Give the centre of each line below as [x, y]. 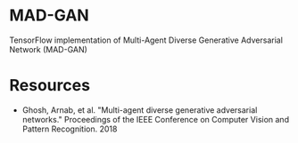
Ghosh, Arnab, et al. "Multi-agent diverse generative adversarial [140, 110]
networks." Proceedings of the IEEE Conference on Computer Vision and [156, 119]
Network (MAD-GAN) [48, 49]
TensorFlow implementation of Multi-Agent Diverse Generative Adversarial [146, 40]
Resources [50, 86]
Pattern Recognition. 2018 [70, 129]
